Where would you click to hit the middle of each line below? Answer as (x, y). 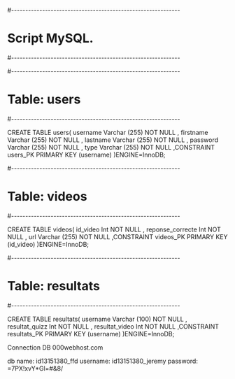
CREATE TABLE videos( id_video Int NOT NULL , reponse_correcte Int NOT (114, 229)
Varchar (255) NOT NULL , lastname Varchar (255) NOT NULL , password (113, 140)
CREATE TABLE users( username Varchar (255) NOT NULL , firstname (108, 132)
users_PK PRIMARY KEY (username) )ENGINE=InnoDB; (86, 155)
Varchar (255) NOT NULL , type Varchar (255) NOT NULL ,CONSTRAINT (111, 147)
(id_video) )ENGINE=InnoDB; (48, 244)
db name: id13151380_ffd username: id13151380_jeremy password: (102, 361)
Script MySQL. (50, 38)
